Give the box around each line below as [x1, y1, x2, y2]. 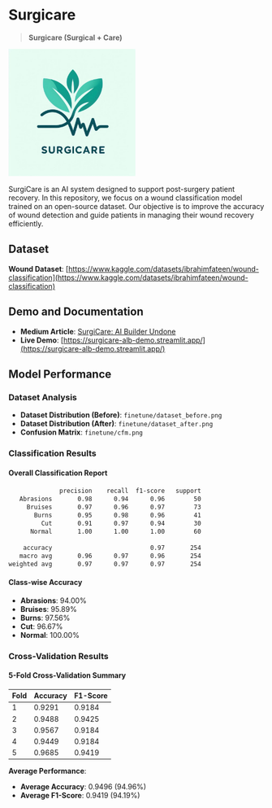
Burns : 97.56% [19, 613, 71, 622]
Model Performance [8, 367, 112, 381]
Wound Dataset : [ [8, 264, 69, 273]
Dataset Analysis [8, 391, 77, 403]
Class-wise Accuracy [8, 577, 83, 587]
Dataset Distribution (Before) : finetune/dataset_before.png [19, 410, 222, 420]
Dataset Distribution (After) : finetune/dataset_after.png [19, 419, 214, 429]
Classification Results [8, 448, 97, 459]
